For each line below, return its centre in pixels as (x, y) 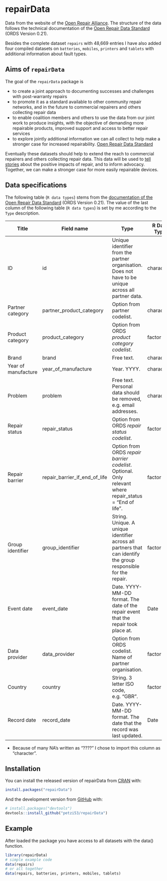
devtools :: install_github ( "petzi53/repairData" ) (56, 813)
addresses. (125, 411)
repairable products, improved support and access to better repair (80, 128)
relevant (122, 483)
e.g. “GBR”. (125, 696)
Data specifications (36, 185)
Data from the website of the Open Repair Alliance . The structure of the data (83, 23)
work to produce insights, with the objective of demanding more (78, 123)
